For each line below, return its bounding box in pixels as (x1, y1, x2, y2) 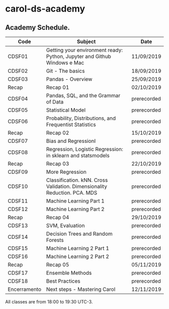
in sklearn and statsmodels (46, 152, 110, 159)
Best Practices (46, 278, 80, 284)
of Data (46, 98, 64, 105)
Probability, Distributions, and (46, 115, 116, 122)
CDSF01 (8, 53, 28, 60)
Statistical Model (46, 107, 86, 114)
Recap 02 (46, 129, 69, 136)
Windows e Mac (46, 59, 84, 66)
